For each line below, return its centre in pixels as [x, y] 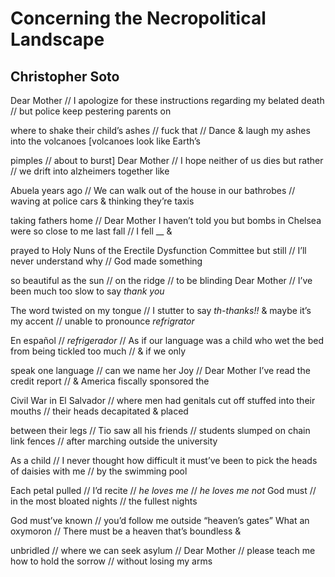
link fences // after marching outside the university [114, 441]
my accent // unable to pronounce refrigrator [102, 321]
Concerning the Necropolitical [138, 18]
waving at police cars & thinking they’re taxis [102, 201]
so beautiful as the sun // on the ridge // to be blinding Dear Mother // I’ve [161, 280]
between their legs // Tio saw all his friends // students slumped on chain [160, 430]
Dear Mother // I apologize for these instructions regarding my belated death [167, 100]
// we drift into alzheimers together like [90, 171]
